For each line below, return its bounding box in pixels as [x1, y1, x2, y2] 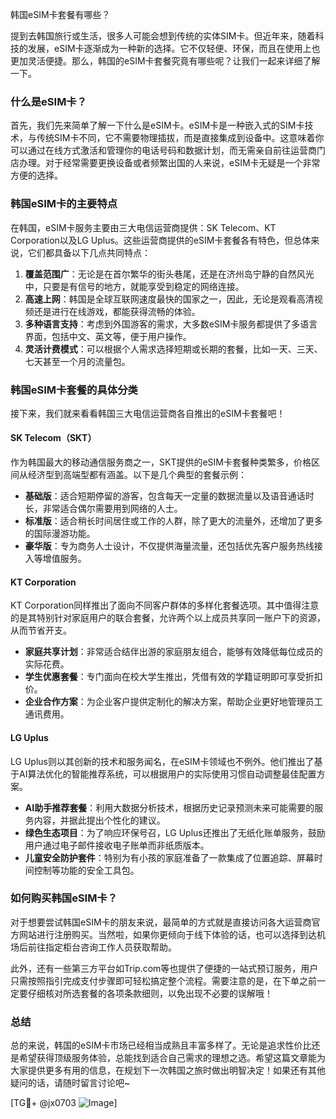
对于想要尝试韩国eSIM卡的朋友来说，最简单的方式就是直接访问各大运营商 [10, 916, 312, 928]
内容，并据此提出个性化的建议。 [33, 814, 166, 826]
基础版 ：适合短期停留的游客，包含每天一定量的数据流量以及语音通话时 [24, 490, 315, 502]
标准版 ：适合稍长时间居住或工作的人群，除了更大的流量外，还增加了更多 [24, 515, 323, 527]
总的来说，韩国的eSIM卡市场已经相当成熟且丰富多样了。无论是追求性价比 [10, 1039, 312, 1052]
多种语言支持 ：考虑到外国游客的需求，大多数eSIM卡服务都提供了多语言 [24, 318, 318, 330]
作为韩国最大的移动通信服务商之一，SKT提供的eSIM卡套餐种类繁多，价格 [10, 456, 312, 468]
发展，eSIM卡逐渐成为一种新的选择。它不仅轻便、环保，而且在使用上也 [27, 43, 321, 54]
